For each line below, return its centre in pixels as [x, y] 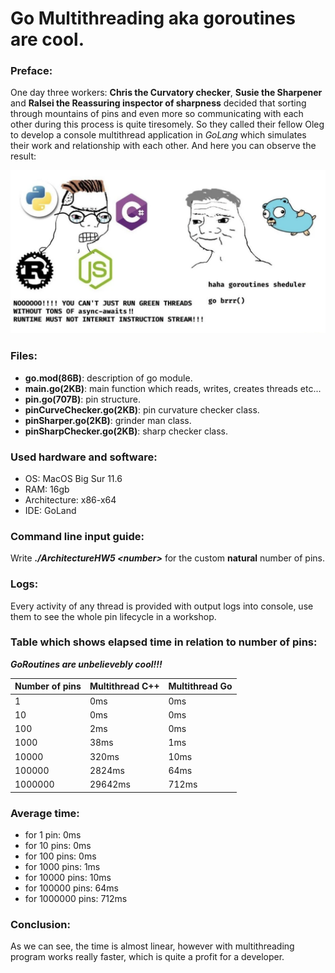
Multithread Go [200, 686]
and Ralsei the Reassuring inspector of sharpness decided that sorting [158, 103]
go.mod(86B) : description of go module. [108, 378]
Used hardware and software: [84, 457]
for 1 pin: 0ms [53, 834]
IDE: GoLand [50, 510]
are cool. [47, 39]
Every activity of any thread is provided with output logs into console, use [162, 606]
